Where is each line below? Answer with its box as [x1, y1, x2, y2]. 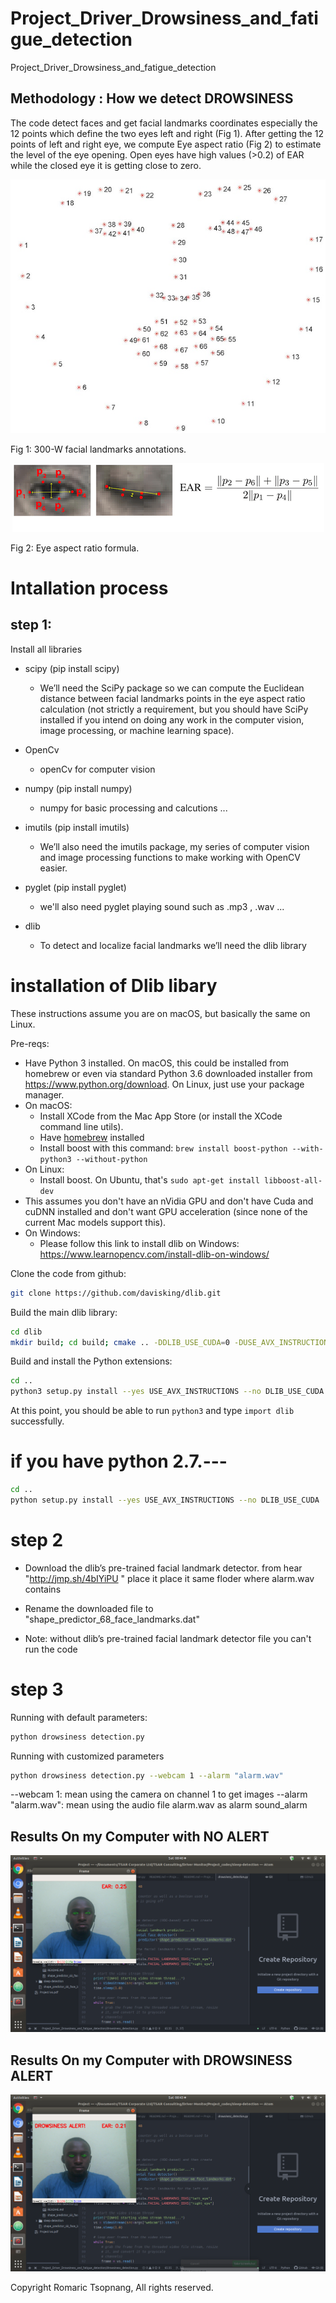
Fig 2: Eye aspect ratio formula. [10, 542, 140, 554]
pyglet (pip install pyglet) [24, 881, 127, 893]
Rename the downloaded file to [24, 1602, 154, 1614]
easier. [39, 862, 68, 874]
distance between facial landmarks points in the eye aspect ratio [39, 692, 306, 704]
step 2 [10, 1529, 64, 1552]
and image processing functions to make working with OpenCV [39, 851, 301, 863]
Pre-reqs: [10, 1037, 50, 1049]
